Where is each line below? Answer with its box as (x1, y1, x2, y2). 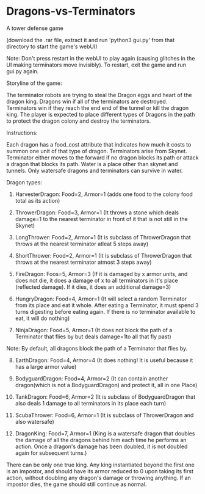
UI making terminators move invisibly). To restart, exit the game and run (6, 61, 187, 68)
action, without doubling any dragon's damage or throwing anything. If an (6, 474, 191, 481)
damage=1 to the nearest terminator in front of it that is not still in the (15, 215, 188, 222)
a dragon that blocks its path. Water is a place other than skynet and (6, 160, 178, 167)
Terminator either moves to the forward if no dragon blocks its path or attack (6, 154, 199, 161)
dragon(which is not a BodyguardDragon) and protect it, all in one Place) (15, 381, 198, 388)
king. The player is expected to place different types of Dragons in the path (6, 111, 195, 118)
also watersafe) (15, 418, 55, 425)
